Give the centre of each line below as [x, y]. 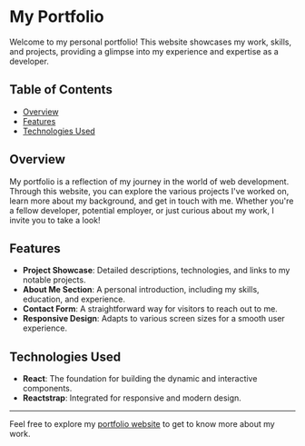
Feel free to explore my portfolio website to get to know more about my [142, 424]
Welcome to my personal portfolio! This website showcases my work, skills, [151, 42]
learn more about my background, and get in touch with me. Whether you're [152, 201]
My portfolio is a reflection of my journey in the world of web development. [149, 181]
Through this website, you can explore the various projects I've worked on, [149, 191]
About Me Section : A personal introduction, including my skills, [141, 290]
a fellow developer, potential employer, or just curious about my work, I [142, 210]
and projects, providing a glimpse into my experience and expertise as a [144, 51]
